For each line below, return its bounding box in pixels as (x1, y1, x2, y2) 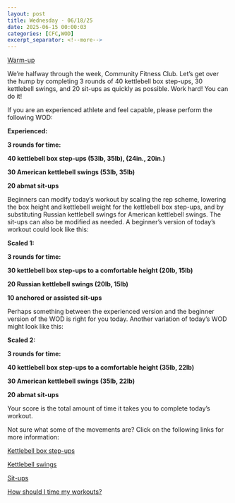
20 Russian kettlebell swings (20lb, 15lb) (7, 280, 129, 289)
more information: (7, 433, 59, 442)
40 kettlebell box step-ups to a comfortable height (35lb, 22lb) (7, 363, 195, 372)
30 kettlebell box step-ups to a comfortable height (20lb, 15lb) (7, 266, 193, 275)
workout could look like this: (7, 225, 89, 234)
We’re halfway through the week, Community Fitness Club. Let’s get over (7, 70, 219, 78)
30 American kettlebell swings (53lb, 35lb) (7, 168, 135, 176)
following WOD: (7, 114, 53, 122)
